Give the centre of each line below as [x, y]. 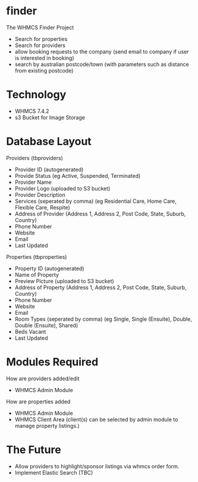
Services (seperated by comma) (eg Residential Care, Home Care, [96, 201]
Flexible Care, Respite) [42, 207]
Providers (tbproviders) [35, 158]
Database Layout [49, 142]
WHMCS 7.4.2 [32, 111]
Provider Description [40, 195]
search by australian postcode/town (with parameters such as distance [102, 64]
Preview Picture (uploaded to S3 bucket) [64, 281]
